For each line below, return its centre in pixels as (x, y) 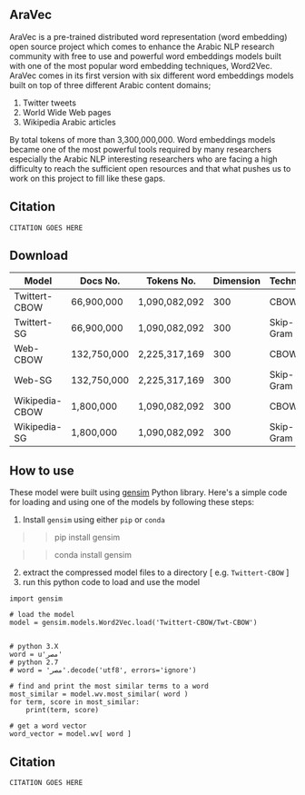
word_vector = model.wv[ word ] (70, 734)
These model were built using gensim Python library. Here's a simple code (148, 492)
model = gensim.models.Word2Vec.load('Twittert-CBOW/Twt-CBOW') (133, 623)
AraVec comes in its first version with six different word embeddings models (152, 75)
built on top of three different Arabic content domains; (110, 84)
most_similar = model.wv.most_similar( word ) (99, 694)
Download (39, 256)
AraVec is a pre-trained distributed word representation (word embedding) (148, 36)
